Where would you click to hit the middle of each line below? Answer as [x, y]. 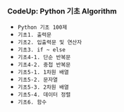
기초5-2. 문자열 [38, 80]
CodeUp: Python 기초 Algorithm [62, 11]
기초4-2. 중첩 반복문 [44, 65]
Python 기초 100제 [42, 27]
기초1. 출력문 [34, 35]
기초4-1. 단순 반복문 [44, 58]
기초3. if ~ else [41, 50]
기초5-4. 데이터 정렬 [44, 95]
